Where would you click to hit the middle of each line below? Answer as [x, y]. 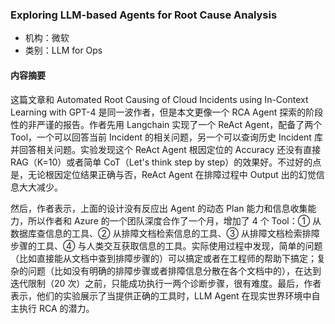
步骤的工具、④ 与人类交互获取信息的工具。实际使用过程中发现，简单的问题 [166, 245]
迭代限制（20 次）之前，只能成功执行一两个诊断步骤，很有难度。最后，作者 [166, 283]
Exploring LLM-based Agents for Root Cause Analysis [144, 15]
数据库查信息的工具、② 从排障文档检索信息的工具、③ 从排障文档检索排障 [165, 233]
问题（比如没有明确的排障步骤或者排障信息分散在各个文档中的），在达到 [174, 270]
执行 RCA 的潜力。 [56, 308]
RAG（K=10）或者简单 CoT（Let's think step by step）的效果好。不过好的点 [166, 162]
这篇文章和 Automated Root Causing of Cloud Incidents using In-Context [159, 99]
